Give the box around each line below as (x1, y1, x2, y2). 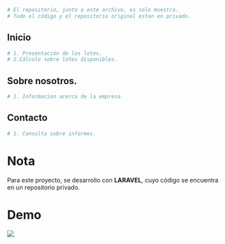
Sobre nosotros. (7, 75, 77, 87)
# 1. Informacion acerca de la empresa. (7, 93, 124, 100)
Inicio (7, 31, 31, 44)
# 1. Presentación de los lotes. (7, 50, 103, 57)
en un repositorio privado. (7, 183, 80, 191)
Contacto (7, 112, 48, 124)
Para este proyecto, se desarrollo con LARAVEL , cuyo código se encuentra (7, 176, 219, 184)
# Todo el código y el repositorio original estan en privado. (7, 12, 191, 20)
